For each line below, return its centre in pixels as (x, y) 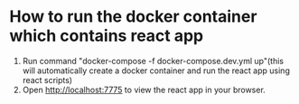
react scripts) (47, 80)
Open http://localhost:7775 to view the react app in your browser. (144, 90)
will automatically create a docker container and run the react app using (156, 71)
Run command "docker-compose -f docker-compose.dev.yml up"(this (153, 61)
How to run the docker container (133, 17)
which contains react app (107, 36)
